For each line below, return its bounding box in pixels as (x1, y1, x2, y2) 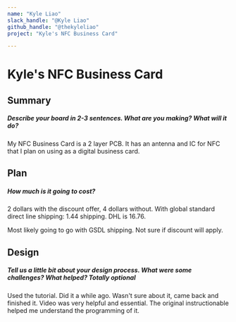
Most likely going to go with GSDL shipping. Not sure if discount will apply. (7, 226, 223, 235)
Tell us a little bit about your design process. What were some (7, 266, 192, 275)
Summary (7, 94, 51, 106)
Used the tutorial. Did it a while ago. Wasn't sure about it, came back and (7, 291, 219, 299)
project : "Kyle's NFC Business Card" (7, 30, 118, 37)
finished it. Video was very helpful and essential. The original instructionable (7, 299, 229, 307)
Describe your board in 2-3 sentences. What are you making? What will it (7, 114, 228, 123)
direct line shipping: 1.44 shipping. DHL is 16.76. (7, 212, 147, 221)
